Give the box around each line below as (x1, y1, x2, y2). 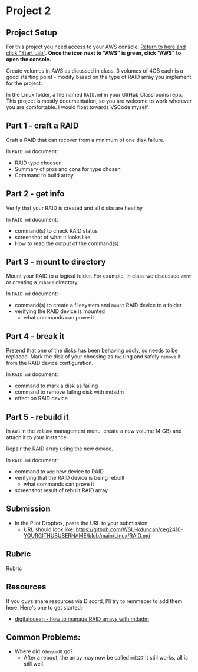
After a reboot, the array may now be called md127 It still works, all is (23, 654, 189, 661)
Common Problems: (6, 632, 81, 642)
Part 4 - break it (6, 331, 65, 341)
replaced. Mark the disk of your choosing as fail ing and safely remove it (6, 353, 181, 360)
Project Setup (6, 28, 58, 38)
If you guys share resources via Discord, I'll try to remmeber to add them (6, 597, 183, 605)
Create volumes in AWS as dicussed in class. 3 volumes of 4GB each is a (6, 67, 184, 74)
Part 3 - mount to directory (6, 257, 106, 267)
